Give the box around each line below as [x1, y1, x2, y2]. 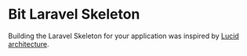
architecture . [8, 39, 49, 48]
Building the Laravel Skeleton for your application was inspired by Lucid [8, 31, 239, 40]
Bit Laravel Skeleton [8, 5, 140, 23]
